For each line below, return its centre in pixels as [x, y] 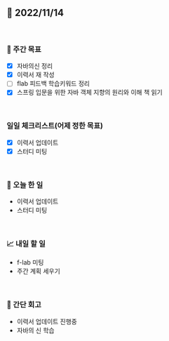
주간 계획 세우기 [38, 272]
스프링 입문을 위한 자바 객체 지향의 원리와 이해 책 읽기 [89, 93]
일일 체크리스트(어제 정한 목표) [55, 126]
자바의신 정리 [35, 66]
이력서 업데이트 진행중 [47, 321]
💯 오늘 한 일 [25, 185]
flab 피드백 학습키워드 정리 [53, 83]
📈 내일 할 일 [26, 244]
